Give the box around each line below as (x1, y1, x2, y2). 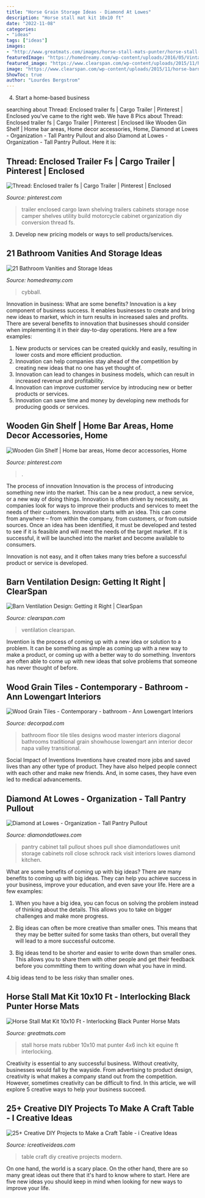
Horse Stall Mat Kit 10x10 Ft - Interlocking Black (6, 992, 191, 1002)
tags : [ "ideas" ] (6, 37, 48, 43)
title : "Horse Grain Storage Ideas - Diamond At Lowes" (6, 9, 151, 15)
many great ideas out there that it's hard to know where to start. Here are (6, 1171, 190, 1178)
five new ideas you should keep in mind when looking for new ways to (6, 1178, 183, 1185)
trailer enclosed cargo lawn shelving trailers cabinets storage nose (21, 206, 189, 213)
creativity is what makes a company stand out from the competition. (6, 1073, 178, 1080)
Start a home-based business (15, 94, 90, 102)
